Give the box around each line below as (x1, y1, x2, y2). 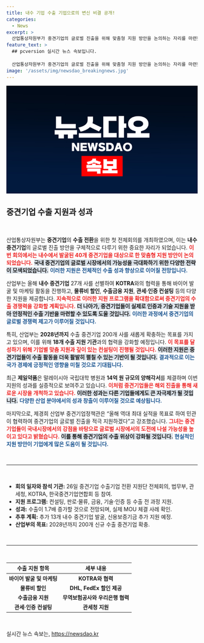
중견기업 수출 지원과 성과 (6, 207, 93, 218)
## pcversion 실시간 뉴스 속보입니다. (12, 49, 97, 55)
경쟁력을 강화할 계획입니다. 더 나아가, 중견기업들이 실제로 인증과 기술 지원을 (12, 302, 189, 310)
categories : (6, 16, 36, 23)
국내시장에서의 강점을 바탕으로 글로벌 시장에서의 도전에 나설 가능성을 (27, 425, 188, 432)
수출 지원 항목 (17, 564, 50, 572)
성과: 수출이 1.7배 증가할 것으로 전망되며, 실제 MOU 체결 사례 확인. (15, 505, 172, 513)
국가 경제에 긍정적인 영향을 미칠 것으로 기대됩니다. (6, 361, 123, 368)
